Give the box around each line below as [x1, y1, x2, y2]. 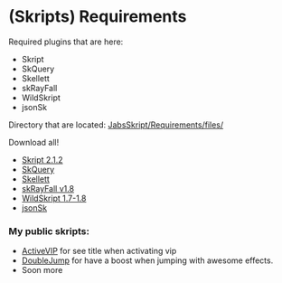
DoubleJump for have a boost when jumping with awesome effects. [21, 255, 274, 266]
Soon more [21, 265, 63, 276]
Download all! [8, 137, 60, 147]
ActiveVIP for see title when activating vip [21, 246, 177, 257]
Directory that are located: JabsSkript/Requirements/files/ [8, 119, 224, 130]
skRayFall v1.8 [21, 183, 74, 193]
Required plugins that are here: [8, 36, 124, 47]
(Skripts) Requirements [8, 6, 187, 27]
